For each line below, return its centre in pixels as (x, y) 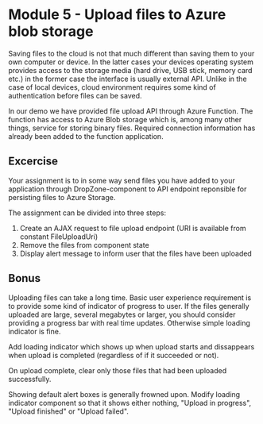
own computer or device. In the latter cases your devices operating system (131, 62)
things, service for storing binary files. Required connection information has (132, 128)
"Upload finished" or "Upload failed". (69, 411)
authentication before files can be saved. (75, 95)
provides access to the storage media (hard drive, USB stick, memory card (130, 70)
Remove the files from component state (84, 245)
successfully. (30, 379)
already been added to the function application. (86, 136)
